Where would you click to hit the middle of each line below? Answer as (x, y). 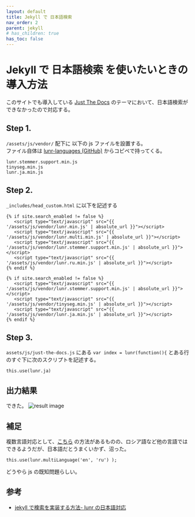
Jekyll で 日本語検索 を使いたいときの (97, 70)
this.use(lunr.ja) (29, 371)
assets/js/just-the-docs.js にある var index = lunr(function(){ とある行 (98, 353)
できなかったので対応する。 (40, 109)
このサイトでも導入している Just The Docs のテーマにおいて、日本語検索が (97, 102)
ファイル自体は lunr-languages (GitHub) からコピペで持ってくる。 (86, 150)
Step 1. (19, 128)
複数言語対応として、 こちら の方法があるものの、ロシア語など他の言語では (97, 442)
